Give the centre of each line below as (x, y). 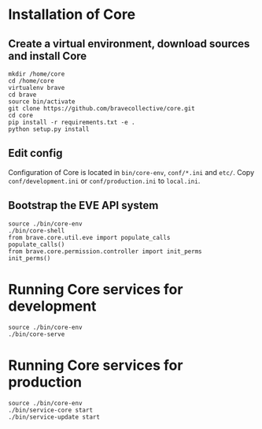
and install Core (48, 56)
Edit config (35, 153)
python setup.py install (49, 129)
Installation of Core (72, 15)
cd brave (22, 95)
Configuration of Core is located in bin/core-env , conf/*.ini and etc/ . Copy (131, 172)
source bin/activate (42, 102)
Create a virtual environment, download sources (129, 44)
